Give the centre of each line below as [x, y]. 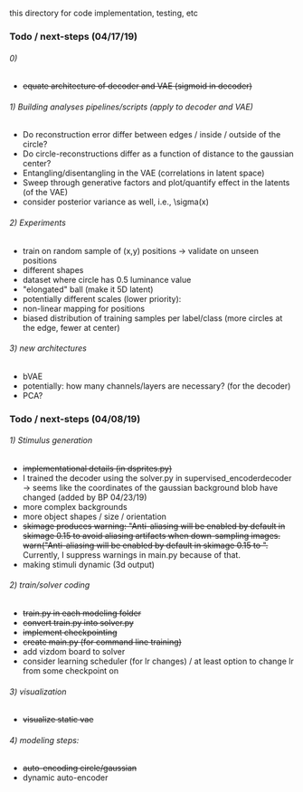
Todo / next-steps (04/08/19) [75, 419]
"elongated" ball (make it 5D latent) [88, 289]
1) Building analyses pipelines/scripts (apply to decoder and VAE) [131, 107]
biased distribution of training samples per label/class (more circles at [152, 318]
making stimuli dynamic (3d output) [89, 564]
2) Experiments [38, 222]
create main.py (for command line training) [102, 642]
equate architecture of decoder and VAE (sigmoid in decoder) [137, 86]
